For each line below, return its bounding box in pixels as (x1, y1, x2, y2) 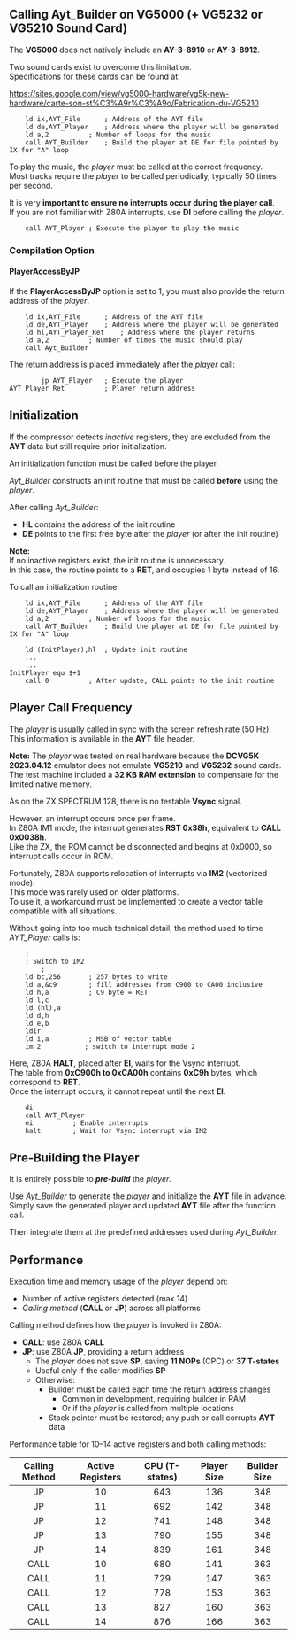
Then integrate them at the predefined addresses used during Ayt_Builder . (9, 1227, 280, 1238)
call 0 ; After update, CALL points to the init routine (25, 676, 275, 685)
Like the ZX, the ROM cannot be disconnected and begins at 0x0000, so (9, 841, 272, 851)
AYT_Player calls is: (9, 932, 81, 943)
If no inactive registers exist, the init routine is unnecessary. (9, 555, 226, 565)
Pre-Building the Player (9, 1150, 140, 1165)
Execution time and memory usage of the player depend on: (9, 1276, 228, 1287)
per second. (9, 180, 53, 190)
